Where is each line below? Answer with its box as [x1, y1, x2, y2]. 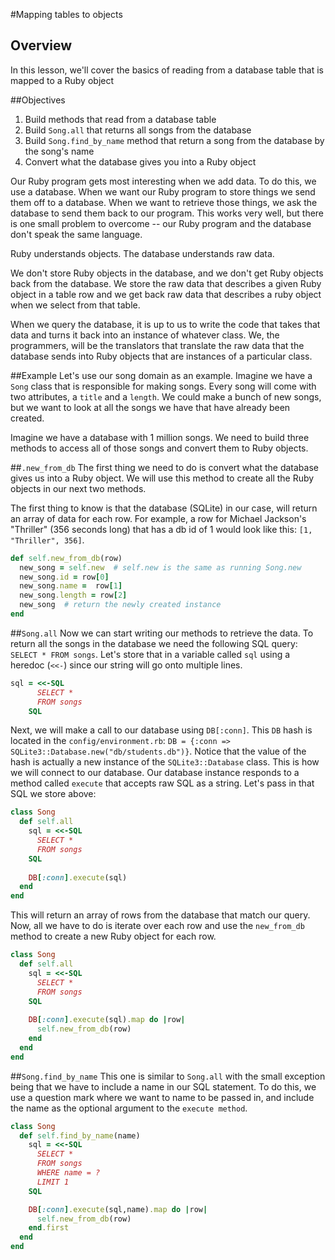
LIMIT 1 [36, 1177, 70, 1187]
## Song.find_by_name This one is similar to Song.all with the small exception [10, 1070, 326, 1082]
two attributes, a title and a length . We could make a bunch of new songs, [10, 390, 322, 403]
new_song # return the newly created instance [19, 600, 222, 610]
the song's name [24, 145, 95, 157]
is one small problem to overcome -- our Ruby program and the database [10, 217, 312, 229]
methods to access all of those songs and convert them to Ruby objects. [10, 442, 309, 454]
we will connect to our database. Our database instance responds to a [10, 767, 300, 779]
